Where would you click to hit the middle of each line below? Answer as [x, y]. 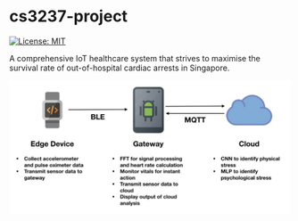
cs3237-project [68, 16]
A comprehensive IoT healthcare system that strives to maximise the [135, 58]
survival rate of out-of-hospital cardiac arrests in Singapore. [120, 68]
